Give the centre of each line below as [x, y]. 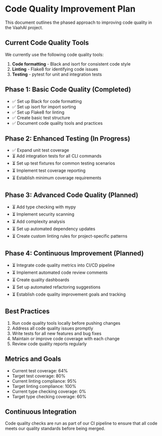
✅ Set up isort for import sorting [44, 107]
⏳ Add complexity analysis [38, 221]
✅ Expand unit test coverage [40, 150]
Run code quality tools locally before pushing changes [66, 323]
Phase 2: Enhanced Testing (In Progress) [68, 139]
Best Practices [27, 311]
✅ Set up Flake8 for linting [38, 112]
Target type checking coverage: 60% [49, 396]
